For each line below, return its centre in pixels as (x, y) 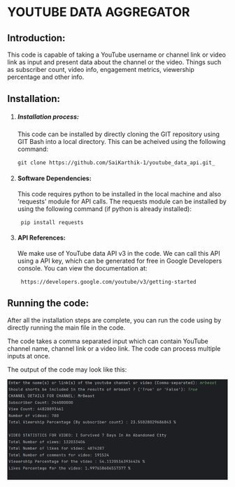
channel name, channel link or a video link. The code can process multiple (114, 348)
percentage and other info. (46, 77)
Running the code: (48, 304)
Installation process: (48, 117)
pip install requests (52, 222)
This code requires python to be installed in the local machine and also (119, 194)
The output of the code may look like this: (67, 369)
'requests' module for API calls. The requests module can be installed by (122, 201)
